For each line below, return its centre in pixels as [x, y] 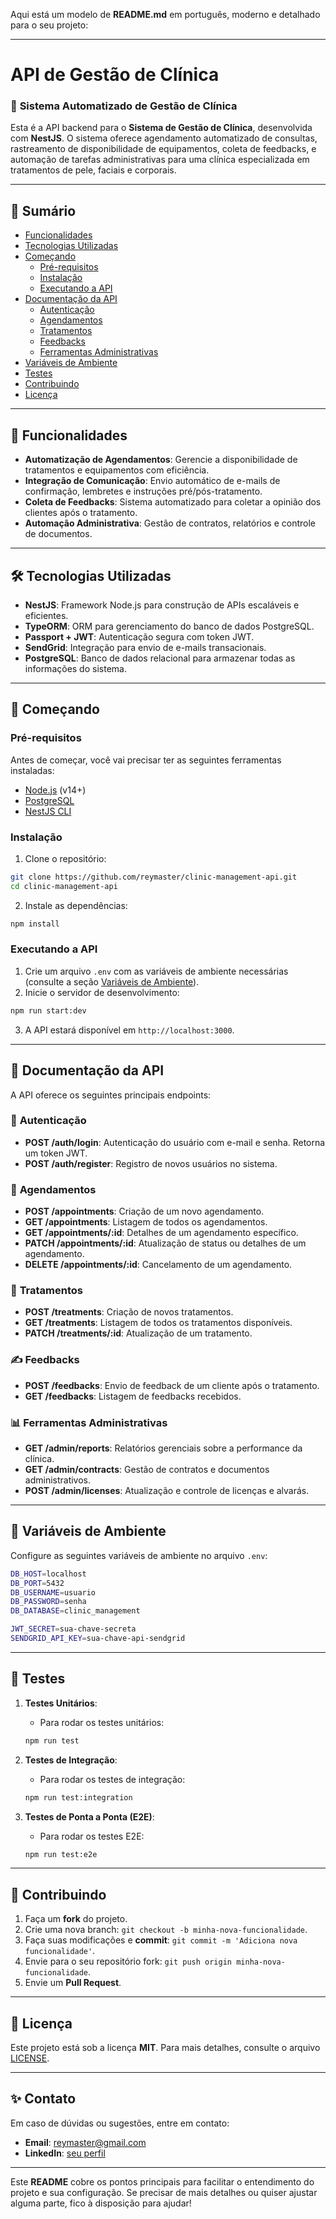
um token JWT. [56, 1153]
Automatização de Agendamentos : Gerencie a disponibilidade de [161, 460]
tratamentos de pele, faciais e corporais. [93, 170]
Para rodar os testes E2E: [92, 1836]
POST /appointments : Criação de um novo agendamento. [144, 1211]
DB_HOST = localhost [48, 1574]
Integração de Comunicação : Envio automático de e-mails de [152, 481]
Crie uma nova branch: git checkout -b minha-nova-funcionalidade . [166, 1930]
